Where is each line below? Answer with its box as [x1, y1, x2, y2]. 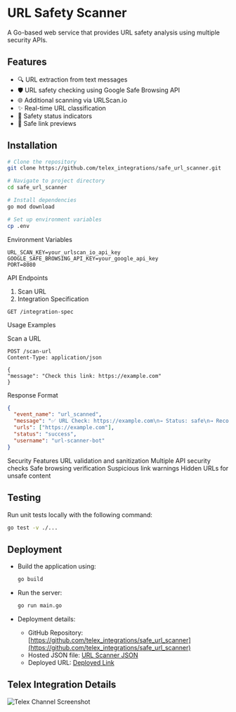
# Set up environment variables [7, 216, 102, 223]
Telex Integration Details [7, 679, 117, 691]
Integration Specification [17, 294, 89, 303]
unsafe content [7, 471, 51, 480]
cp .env [7, 222, 30, 229]
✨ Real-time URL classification [17, 103, 107, 112]
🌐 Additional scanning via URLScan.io [17, 96, 128, 104]
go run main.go [17, 602, 63, 609]
